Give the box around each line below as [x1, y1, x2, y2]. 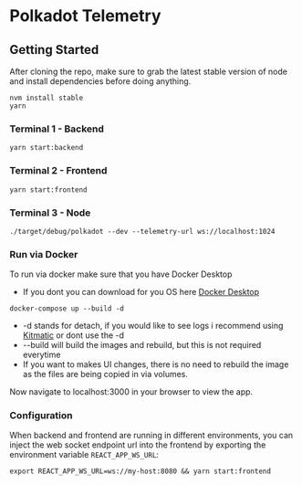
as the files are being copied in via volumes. [22, 369, 189, 380]
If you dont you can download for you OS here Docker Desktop [22, 287, 260, 298]
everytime [22, 349, 61, 361]
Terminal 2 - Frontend [9, 164, 108, 177]
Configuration [9, 409, 73, 422]
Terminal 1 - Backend [9, 122, 105, 135]
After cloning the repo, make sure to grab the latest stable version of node [9, 66, 287, 77]
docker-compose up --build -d [9, 304, 125, 313]
